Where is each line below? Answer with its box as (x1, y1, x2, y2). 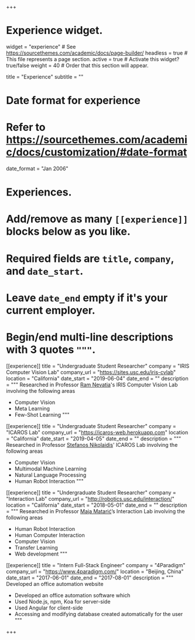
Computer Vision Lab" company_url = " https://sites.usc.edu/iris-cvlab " (6, 368, 176, 376)
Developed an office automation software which (14, 591, 131, 599)
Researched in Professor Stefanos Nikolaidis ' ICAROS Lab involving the (6, 441, 178, 448)
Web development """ (14, 550, 67, 557)
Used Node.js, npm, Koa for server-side (14, 598, 111, 605)
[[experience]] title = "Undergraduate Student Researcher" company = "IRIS (6, 362, 190, 369)
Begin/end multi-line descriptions (6, 331, 174, 343)
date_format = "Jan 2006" (6, 165, 69, 172)
